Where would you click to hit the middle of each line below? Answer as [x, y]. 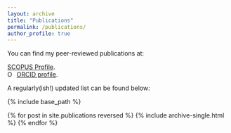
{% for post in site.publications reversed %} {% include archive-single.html [116, 115]
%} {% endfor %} [33, 123]
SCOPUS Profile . [31, 67]
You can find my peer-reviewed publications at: [76, 53]
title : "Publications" [40, 20]
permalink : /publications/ [47, 27]
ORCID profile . [37, 75]
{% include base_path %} [44, 102]
